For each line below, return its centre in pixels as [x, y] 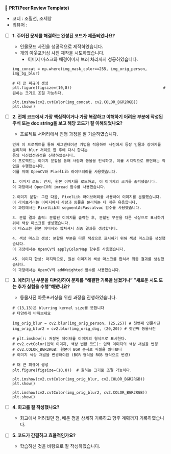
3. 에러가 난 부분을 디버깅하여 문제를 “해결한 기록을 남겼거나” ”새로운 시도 [85, 280]
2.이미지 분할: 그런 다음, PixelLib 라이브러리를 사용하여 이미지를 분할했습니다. [87, 197]
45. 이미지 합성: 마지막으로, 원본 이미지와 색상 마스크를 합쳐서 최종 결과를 [82, 259]
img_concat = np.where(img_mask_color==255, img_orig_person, [80, 69]
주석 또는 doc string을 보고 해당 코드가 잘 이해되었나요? [67, 123]
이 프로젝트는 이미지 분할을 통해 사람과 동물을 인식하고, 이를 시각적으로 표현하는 [86, 161]
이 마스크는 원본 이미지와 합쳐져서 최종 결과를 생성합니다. [65, 229]
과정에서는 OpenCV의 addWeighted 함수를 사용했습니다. [69, 270]
